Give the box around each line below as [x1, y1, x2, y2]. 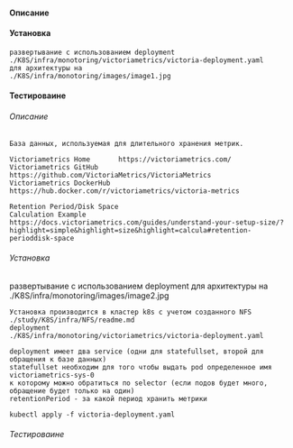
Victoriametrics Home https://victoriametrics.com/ [9, 154, 232, 164]
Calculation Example [9, 210, 87, 219]
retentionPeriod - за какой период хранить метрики [9, 394, 207, 403]
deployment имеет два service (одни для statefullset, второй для [9, 347, 264, 356]
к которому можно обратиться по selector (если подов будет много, [9, 379, 269, 388]
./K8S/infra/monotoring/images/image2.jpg [9, 289, 169, 301]
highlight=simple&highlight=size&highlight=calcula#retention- [9, 225, 252, 234]
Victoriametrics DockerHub [9, 178, 111, 187]
